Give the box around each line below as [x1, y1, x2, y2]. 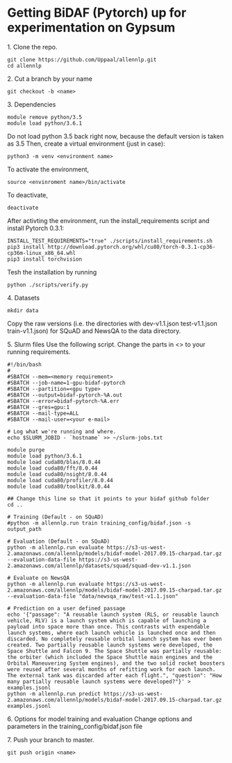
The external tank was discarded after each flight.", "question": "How [7, 672, 222, 679]
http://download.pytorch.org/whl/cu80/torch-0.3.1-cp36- [47, 243, 216, 250]
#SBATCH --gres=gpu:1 [7, 403, 70, 410]
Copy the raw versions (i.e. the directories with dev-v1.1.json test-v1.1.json [7, 319, 217, 327]
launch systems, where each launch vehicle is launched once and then [7, 629, 216, 636]
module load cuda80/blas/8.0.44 [7, 458, 101, 465]
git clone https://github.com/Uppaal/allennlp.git [7, 56, 157, 63]
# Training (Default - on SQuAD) [7, 514, 104, 521]
